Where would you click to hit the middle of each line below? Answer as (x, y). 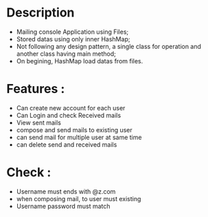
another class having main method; (66, 54)
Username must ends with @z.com (66, 192)
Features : (36, 89)
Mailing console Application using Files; (72, 32)
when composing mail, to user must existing (79, 198)
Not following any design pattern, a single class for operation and (109, 46)
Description (41, 13)
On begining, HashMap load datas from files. (80, 61)
